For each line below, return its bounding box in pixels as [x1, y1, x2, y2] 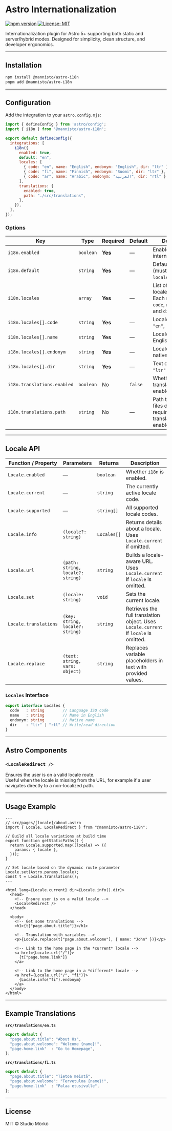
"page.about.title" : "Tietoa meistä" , [10, 1074, 93, 1079]
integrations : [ [10, 140, 45, 145]
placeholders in [125, 657, 163, 664]
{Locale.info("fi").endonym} [18, 977, 81, 982]
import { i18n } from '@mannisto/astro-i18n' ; [5, 127, 106, 132]
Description [130, 459, 160, 467]
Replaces [125, 644, 148, 652]
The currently [125, 483, 159, 490]
